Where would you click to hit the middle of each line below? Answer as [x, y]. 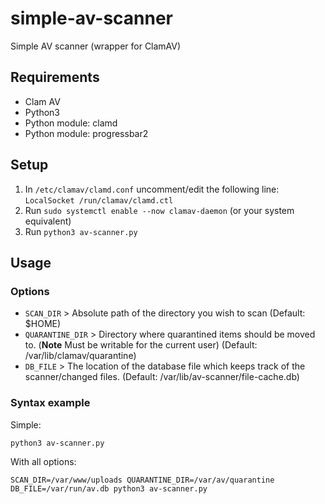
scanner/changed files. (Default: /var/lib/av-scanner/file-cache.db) [162, 377]
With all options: [43, 461]
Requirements [55, 77]
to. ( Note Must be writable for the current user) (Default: [141, 345]
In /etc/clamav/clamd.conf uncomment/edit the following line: [152, 189]
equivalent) [48, 221]
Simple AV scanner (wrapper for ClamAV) [96, 46]
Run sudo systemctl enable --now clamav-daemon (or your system [159, 210]
